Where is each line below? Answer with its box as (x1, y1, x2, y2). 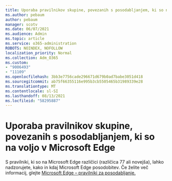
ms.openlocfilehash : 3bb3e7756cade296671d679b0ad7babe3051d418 (5, 74, 143, 79)
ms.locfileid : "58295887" (5, 98, 60, 103)
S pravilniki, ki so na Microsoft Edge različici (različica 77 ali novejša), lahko (5, 159, 164, 165)
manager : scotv (5, 22, 38, 27)
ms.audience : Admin (5, 31, 47, 36)
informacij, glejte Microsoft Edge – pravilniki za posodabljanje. (5, 170, 136, 176)
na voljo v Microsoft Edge (5, 142, 116, 154)
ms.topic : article (5, 36, 45, 42)
